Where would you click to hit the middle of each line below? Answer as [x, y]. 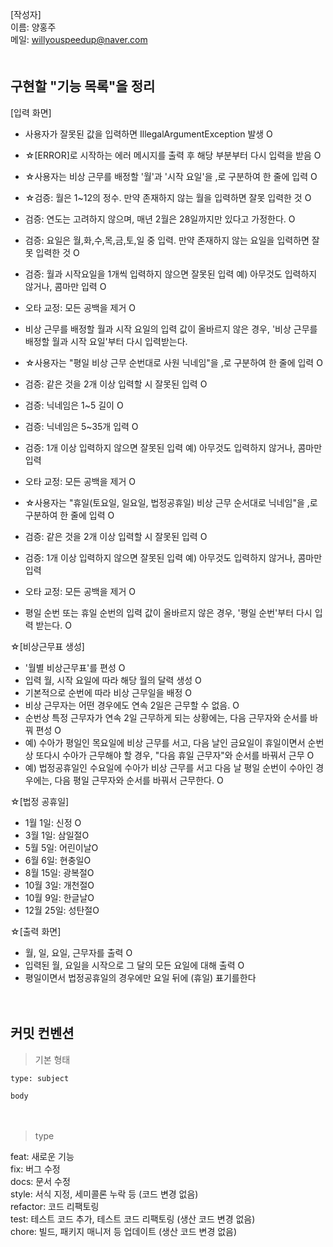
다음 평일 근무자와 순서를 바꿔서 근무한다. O [139, 780]
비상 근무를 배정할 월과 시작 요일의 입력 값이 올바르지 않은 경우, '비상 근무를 [171, 329]
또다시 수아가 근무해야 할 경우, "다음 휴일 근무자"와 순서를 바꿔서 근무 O [175, 755]
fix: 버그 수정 [35, 1169]
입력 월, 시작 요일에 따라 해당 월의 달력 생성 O [113, 680]
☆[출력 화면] [36, 931]
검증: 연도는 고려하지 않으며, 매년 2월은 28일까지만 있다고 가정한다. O [160, 219]
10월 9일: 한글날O [59, 897]
